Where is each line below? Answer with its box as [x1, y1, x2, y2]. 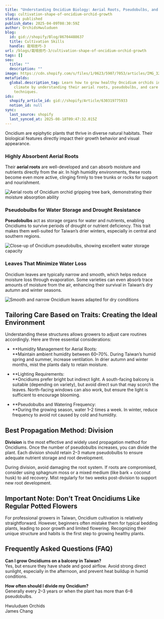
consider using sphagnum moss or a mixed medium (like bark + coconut [5, 469, 151, 476]
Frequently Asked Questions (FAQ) [5, 545, 113, 553]
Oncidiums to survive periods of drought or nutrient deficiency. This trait [5, 223, 151, 229]
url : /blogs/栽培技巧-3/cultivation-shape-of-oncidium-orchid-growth [5, 48, 146, 53]
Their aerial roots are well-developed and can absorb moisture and [5, 164, 141, 170]
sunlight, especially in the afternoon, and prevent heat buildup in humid [5, 568, 148, 574]
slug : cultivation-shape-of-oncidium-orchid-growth [5, 12, 112, 17]
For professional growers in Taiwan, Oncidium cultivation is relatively [5, 515, 143, 520]
